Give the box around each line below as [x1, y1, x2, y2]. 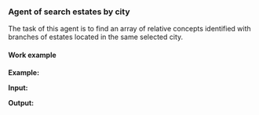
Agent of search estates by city [8, 6, 130, 17]
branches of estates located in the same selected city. [8, 32, 184, 41]
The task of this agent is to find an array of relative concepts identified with [8, 24, 251, 34]
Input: [8, 83, 28, 92]
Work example [8, 50, 57, 59]
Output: [8, 98, 34, 107]
